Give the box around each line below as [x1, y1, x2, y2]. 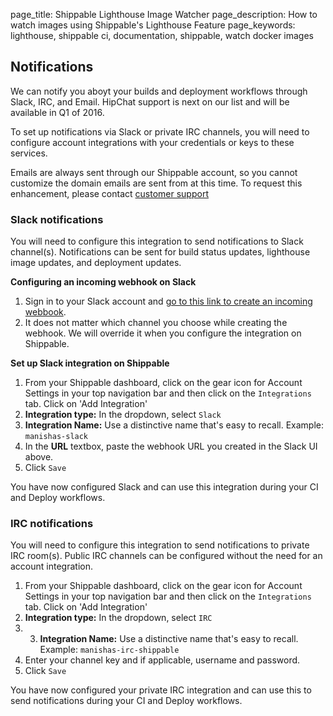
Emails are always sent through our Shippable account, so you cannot [10, 166, 298, 178]
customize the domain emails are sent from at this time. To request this [10, 177, 303, 189]
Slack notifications [10, 212, 104, 226]
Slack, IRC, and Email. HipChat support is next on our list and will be [10, 95, 290, 108]
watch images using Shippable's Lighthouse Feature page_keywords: [10, 19, 296, 31]
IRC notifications [10, 517, 94, 531]
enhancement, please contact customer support [10, 187, 209, 199]
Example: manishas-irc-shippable [39, 644, 180, 656]
